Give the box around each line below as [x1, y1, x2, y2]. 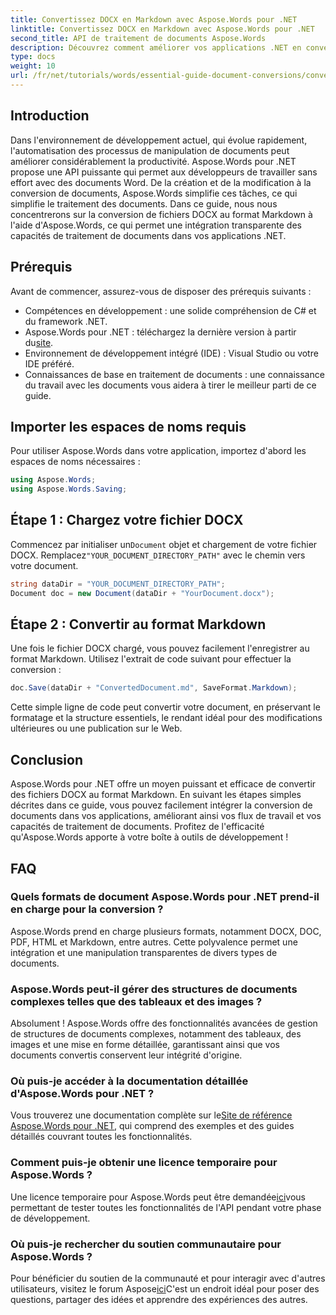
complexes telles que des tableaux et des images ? [10, 994, 263, 1008]
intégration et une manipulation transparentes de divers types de [10, 946, 278, 958]
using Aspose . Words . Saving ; [10, 484, 128, 495]
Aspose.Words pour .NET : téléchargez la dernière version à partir [24, 326, 297, 338]
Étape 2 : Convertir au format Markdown [10, 616, 267, 633]
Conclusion [10, 751, 84, 768]
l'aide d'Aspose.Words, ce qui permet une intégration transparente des [10, 219, 302, 231]
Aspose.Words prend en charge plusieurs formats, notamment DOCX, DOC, [10, 925, 322, 937]
